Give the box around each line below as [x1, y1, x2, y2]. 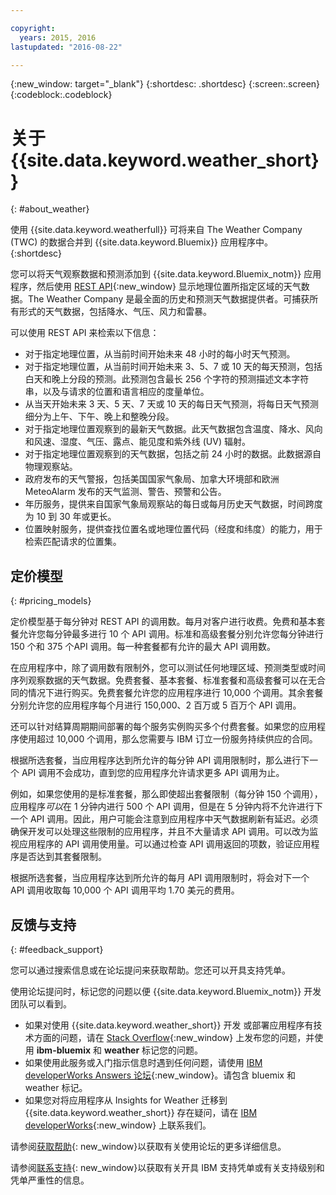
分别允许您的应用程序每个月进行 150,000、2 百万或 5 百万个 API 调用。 [10, 699, 302, 711]
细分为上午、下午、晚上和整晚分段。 [24, 411, 175, 423]
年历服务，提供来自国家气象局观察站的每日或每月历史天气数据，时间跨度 [24, 498, 323, 510]
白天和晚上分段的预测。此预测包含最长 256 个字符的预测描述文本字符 [24, 373, 310, 385]
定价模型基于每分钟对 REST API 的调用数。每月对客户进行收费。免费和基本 [10, 616, 317, 628]
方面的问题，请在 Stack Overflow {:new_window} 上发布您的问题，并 [33, 1031, 315, 1043]
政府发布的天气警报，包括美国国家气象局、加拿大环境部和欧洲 [24, 473, 280, 485]
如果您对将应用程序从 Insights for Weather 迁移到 [24, 1094, 228, 1106]
